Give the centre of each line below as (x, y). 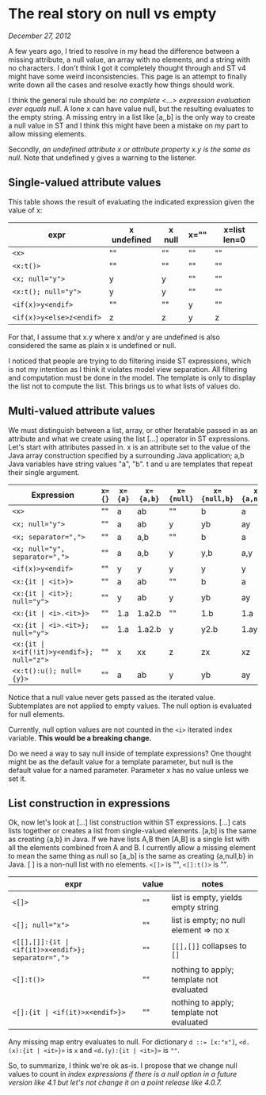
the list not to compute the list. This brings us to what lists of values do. (124, 386)
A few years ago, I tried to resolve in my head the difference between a (124, 51)
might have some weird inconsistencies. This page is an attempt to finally (128, 76)
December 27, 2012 (40, 36)
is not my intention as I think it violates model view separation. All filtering (128, 369)
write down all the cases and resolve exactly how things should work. (122, 85)
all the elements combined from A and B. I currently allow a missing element (132, 848)
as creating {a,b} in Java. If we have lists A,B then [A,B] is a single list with (129, 839)
